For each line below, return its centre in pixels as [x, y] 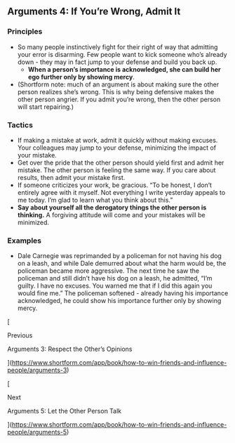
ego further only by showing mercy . [81, 77]
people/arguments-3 [37, 370]
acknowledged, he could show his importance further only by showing [119, 301]
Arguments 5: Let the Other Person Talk [65, 411]
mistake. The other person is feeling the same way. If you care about [116, 170]
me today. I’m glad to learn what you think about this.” [95, 200]
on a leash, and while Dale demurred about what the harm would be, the [122, 264]
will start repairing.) [46, 107]
